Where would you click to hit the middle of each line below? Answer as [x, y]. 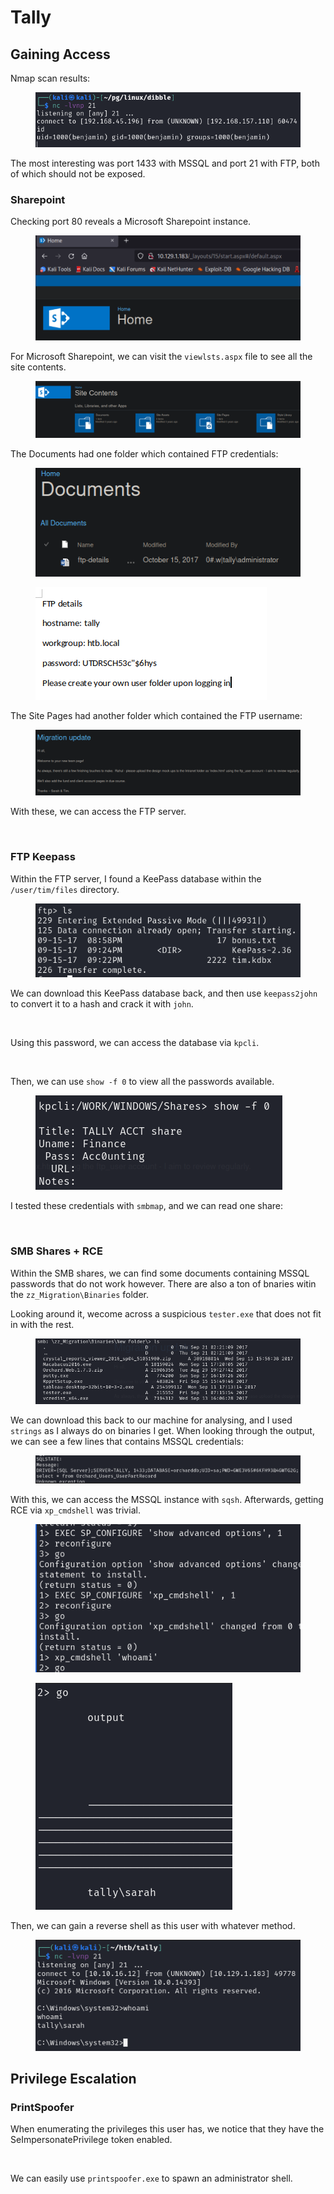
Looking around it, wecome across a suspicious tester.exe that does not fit [166, 1313]
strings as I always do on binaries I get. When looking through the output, [162, 1430]
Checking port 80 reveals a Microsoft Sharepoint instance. [131, 222]
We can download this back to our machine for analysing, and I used [151, 1420]
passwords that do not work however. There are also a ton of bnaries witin [163, 1283]
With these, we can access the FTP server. [98, 812]
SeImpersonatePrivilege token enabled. [91, 2140]
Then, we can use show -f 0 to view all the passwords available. [142, 1082]
